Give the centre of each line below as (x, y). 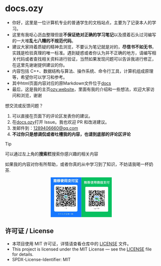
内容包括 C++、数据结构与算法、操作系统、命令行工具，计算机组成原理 (83, 71)
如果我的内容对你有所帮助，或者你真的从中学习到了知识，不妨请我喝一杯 (77, 164)
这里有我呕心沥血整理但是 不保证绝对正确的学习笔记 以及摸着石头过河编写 (84, 34)
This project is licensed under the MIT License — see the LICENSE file (82, 249)
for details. (23, 254)
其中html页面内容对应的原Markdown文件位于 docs (61, 83)
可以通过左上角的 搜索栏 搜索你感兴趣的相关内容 (51, 154)
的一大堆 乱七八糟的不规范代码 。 (44, 41)
